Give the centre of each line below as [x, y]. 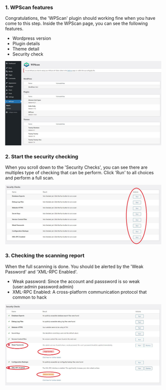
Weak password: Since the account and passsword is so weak [76, 281]
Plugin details [26, 44]
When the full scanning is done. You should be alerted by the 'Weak [74, 266]
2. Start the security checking [42, 156]
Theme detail [26, 49]
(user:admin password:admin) [43, 286]
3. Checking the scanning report [45, 256]
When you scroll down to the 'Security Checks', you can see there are [76, 167]
